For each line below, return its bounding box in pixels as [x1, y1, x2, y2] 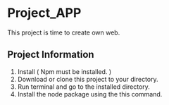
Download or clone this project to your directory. [17, 75, 158, 83]
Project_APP [7, 5, 82, 21]
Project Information [7, 49, 94, 61]
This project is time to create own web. [7, 28, 120, 37]
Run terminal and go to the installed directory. [17, 82, 150, 91]
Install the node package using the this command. [17, 89, 163, 98]
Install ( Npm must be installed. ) [17, 67, 112, 75]
